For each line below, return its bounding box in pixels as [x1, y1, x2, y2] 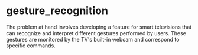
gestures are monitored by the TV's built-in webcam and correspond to [6, 36, 180, 43]
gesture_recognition [6, 4, 108, 18]
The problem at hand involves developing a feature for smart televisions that [6, 23, 192, 30]
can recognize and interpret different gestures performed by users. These [6, 29, 186, 36]
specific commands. [6, 42, 56, 49]
